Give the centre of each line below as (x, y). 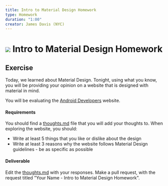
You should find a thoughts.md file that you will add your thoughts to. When (84, 123)
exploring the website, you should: (41, 129)
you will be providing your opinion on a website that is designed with (77, 85)
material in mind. (23, 91)
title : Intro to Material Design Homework (51, 10)
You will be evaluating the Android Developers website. (63, 101)
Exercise (19, 68)
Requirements (21, 112)
